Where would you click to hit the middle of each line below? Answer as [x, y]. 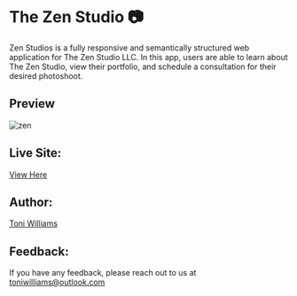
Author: [31, 202]
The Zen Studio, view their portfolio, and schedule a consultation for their [143, 66]
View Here [28, 175]
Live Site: [35, 153]
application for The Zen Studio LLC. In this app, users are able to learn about [148, 57]
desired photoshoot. [46, 75]
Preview [32, 104]
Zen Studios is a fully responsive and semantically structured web [129, 47]
